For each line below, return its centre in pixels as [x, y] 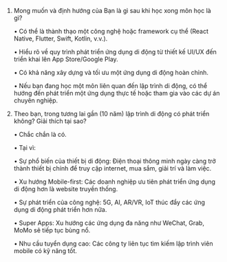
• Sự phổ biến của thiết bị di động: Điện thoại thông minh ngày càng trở [115, 161]
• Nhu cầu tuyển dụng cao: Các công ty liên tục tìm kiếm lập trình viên [113, 243]
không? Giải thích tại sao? [50, 121]
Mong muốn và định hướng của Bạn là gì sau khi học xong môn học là [112, 11]
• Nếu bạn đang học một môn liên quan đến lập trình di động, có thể [110, 86]
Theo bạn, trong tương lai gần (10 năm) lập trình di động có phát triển [111, 114]
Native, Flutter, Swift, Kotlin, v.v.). [61, 39]
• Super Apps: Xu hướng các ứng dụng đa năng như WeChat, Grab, [109, 223]
